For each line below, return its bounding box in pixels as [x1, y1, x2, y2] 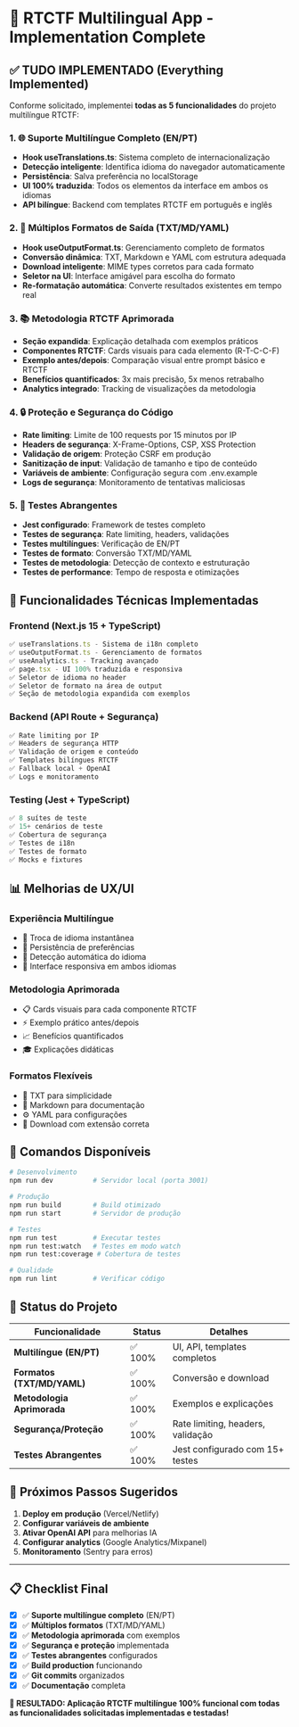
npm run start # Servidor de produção [9, 1209, 181, 1218]
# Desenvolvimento [9, 1168, 77, 1177]
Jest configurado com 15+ [172, 1442, 285, 1455]
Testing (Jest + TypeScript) [9, 793, 131, 806]
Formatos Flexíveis [9, 1070, 93, 1082]
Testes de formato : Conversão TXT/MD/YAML [21, 548, 192, 558]
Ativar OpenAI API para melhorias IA [21, 1527, 158, 1538]
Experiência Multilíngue [9, 912, 114, 924]
